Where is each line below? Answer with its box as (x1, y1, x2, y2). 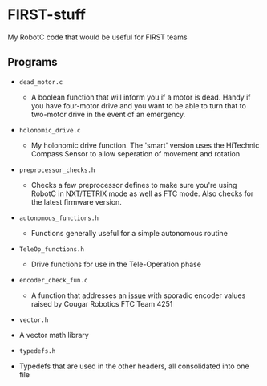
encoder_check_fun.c (18, 276, 88, 284)
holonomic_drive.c (18, 126, 81, 134)
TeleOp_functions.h (18, 245, 85, 254)
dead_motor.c (18, 78, 63, 86)
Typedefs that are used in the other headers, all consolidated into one (18, 361, 249, 371)
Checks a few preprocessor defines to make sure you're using (30, 180, 237, 189)
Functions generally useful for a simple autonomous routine (30, 228, 228, 238)
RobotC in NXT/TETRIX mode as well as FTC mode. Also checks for (30, 189, 254, 198)
